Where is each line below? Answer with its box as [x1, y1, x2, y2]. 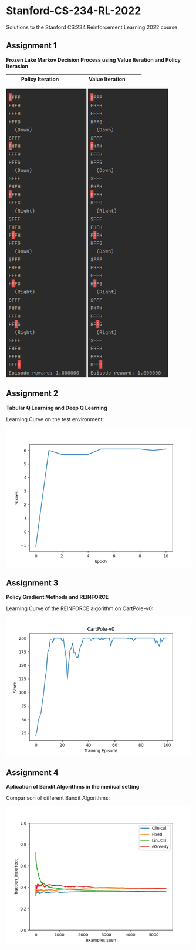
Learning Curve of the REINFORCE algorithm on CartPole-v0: [6, 605, 154, 612]
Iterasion [6, 62, 29, 69]
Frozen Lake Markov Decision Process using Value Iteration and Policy [6, 56, 181, 63]
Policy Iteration [21, 75, 59, 83]
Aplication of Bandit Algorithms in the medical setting [6, 783, 140, 790]
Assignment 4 [6, 767, 59, 777]
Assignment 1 [6, 41, 57, 51]
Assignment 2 [6, 389, 59, 399]
